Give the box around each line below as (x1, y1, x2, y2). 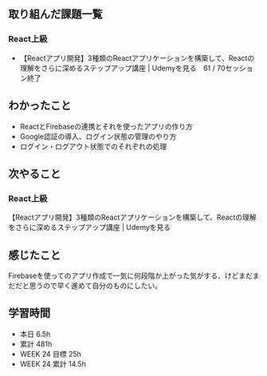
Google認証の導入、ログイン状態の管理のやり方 (19, 131, 177, 141)
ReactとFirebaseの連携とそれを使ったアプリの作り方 (19, 121, 193, 131)
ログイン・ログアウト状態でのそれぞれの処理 (19, 141, 167, 151)
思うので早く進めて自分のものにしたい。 (29, 281, 162, 290)
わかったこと (8, 99, 72, 113)
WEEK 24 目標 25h (19, 349, 82, 358)
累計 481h (19, 338, 53, 349)
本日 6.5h (19, 329, 51, 338)
